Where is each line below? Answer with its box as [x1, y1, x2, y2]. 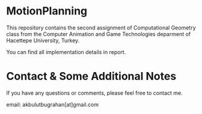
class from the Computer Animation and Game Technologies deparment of [6, 30, 191, 37]
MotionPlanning [6, 4, 88, 18]
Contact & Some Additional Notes [6, 70, 177, 83]
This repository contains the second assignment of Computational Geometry [6, 24, 197, 31]
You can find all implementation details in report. [6, 48, 126, 55]
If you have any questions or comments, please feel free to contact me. [6, 89, 183, 97]
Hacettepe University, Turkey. [6, 37, 80, 44]
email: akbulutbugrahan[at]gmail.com [6, 101, 99, 108]
